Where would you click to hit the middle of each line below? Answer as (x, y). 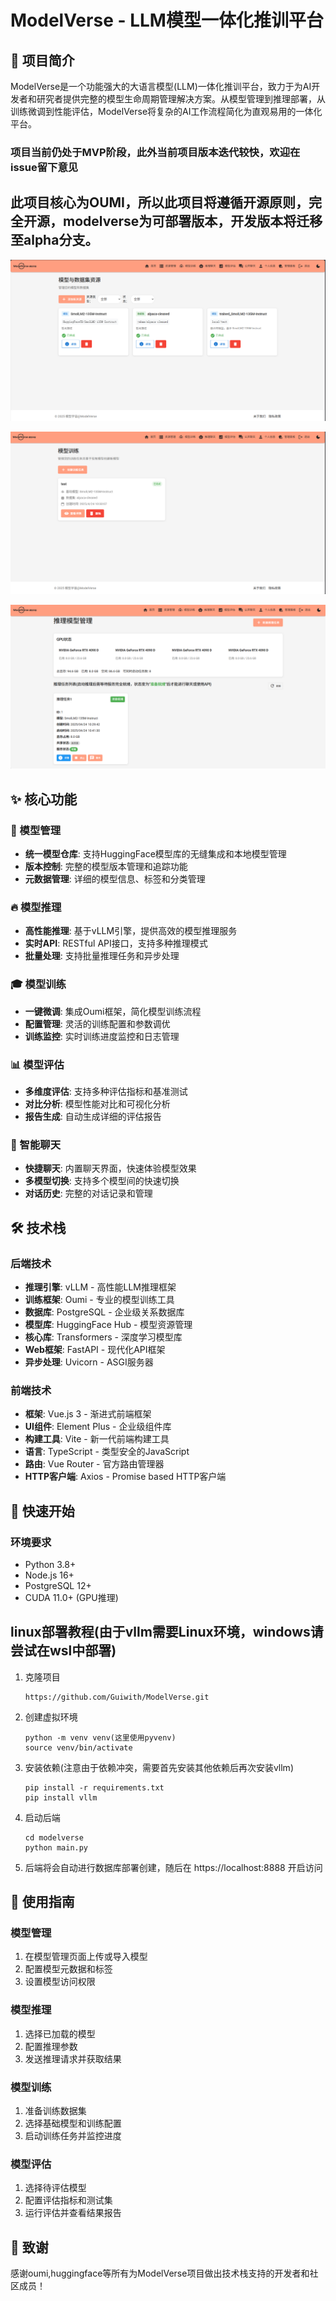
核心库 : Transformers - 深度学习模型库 (103, 1337)
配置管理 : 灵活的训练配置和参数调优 (97, 1023)
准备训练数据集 (55, 2110)
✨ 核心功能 (44, 799)
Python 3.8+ (50, 1564)
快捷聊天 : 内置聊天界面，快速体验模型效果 (110, 1168)
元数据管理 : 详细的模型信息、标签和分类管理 (115, 879)
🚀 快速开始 (42, 1511)
